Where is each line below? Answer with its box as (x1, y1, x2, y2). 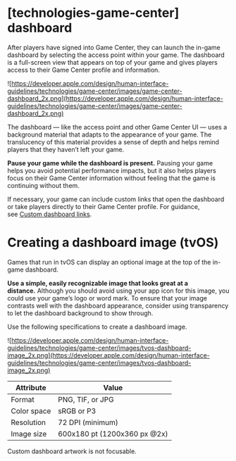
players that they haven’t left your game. (7, 145, 125, 153)
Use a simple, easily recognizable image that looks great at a (7, 279, 189, 287)
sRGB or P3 (57, 406, 97, 416)
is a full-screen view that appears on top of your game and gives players (7, 58, 218, 66)
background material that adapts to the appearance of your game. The (7, 130, 212, 139)
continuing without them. (7, 181, 80, 189)
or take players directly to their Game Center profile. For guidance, (7, 202, 200, 210)
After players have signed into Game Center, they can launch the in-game (7, 43, 221, 51)
